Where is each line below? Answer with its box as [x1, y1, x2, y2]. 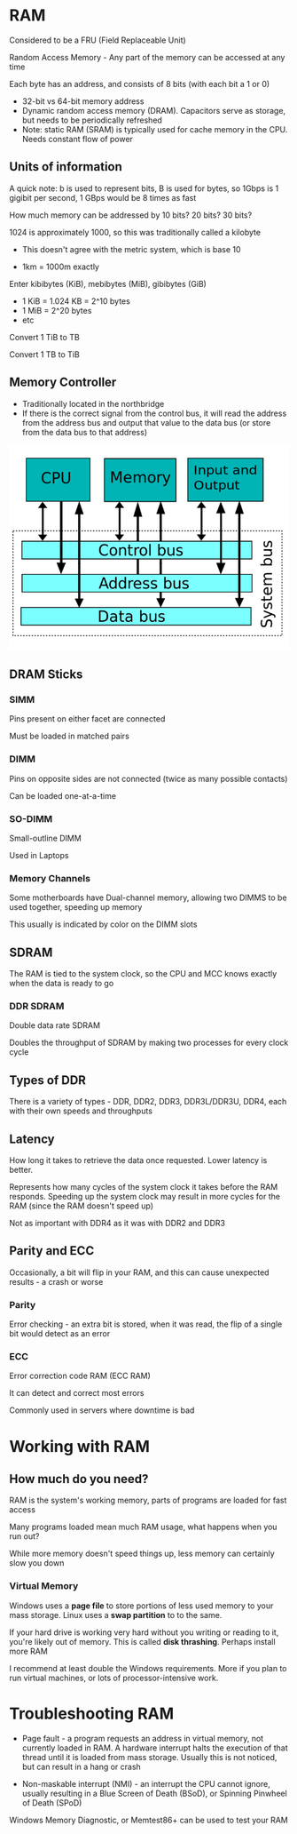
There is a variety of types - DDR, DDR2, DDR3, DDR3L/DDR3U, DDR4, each [9, 1096, 287, 1107]
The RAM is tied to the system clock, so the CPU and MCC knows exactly [9, 969, 277, 979]
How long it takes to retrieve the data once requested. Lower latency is [9, 1155, 268, 1166]
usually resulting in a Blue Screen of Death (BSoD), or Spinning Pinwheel [21, 1788, 288, 1798]
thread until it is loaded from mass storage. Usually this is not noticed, [21, 1751, 277, 1762]
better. [9, 1165, 34, 1176]
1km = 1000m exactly [21, 261, 100, 272]
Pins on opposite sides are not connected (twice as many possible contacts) [9, 773, 288, 784]
